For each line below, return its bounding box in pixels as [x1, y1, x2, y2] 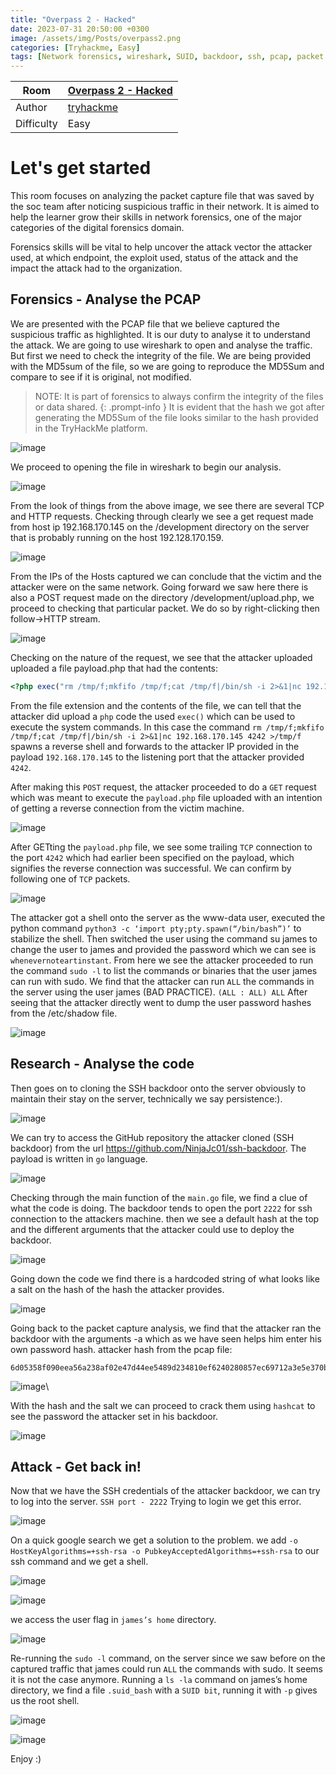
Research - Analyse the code [10, 1056, 195, 1073]
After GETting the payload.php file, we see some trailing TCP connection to [10, 841, 313, 853]
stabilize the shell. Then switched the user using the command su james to [10, 932, 318, 945]
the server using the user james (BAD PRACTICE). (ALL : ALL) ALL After [10, 986, 308, 998]
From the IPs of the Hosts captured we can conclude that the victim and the [10, 570, 322, 582]
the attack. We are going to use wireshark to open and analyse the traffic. [10, 339, 313, 351]
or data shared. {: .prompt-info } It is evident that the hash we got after [34, 401, 325, 413]
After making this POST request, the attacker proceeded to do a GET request [10, 781, 317, 793]
